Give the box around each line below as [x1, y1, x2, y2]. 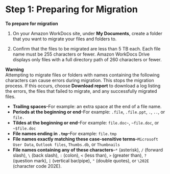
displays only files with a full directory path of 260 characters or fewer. [12, 56, 162, 62]
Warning [5, 66, 24, 72]
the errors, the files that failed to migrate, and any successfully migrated [5, 88, 157, 94]
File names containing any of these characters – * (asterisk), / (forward [12, 146, 163, 153]
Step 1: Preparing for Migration [5, 4, 138, 15]
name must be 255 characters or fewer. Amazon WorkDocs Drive [12, 51, 150, 57]
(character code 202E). [12, 163, 62, 169]
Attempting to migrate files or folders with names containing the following [5, 71, 160, 78]
